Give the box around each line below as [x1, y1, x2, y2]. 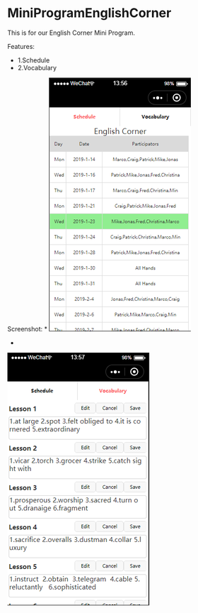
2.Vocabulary [17, 63, 57, 72]
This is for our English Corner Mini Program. [7, 28, 136, 37]
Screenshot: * [7, 324, 48, 333]
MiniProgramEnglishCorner [7, 5, 172, 21]
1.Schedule [17, 55, 50, 65]
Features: [7, 42, 35, 50]
